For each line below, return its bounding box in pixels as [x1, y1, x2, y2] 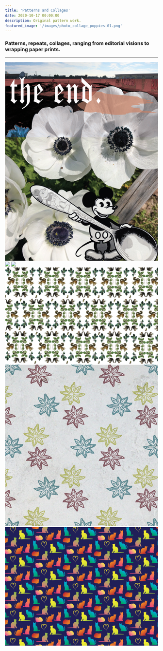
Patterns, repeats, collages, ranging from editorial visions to [5, 40, 149, 47]
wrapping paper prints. [5, 46, 61, 53]
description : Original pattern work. [5, 18, 81, 23]
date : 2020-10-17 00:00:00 [5, 13, 60, 18]
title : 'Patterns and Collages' [5, 8, 70, 13]
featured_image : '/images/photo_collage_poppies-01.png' [5, 23, 123, 28]
